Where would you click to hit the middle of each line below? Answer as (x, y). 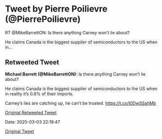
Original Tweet (20, 131)
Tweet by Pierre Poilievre (56, 9)
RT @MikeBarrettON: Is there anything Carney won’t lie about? (67, 32)
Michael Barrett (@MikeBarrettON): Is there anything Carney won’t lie (75, 74)
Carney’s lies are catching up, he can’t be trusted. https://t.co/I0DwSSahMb (81, 103)
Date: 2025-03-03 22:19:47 (33, 122)
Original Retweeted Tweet (31, 112)
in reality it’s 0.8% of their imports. (39, 93)
